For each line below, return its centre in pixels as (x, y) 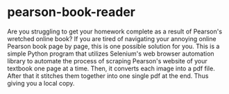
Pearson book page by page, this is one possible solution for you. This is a (113, 46)
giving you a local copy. (41, 83)
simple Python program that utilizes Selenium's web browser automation (111, 54)
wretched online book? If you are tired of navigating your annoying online (112, 38)
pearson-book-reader (71, 12)
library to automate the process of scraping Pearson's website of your (108, 61)
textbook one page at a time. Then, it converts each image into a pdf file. (111, 68)
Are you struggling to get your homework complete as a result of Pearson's (115, 31)
